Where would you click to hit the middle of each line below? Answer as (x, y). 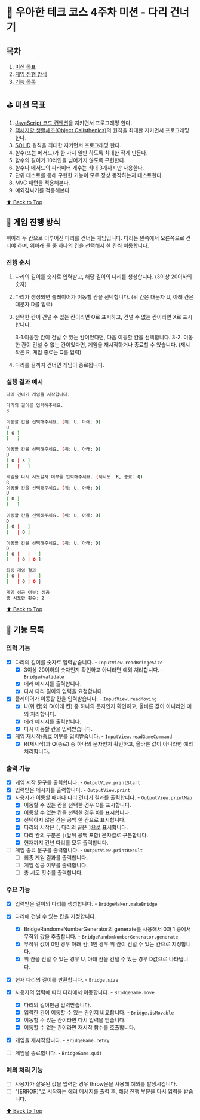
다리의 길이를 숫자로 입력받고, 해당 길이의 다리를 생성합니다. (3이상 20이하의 (103, 277)
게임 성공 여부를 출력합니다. (56, 865)
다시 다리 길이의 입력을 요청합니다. (64, 691)
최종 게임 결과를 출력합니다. (56, 857)
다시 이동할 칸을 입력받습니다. (58, 729)
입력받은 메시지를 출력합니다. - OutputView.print (72, 790)
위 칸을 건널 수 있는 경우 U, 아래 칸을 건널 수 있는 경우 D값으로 (96, 959)
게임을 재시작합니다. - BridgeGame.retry (62, 1040)
